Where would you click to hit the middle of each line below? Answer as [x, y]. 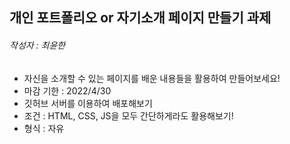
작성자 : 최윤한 [37, 45]
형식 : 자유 [44, 128]
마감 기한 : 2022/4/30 [67, 90]
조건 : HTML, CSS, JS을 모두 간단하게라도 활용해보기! [128, 115]
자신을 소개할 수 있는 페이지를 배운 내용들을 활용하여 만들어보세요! [152, 78]
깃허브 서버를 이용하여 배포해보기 [88, 103]
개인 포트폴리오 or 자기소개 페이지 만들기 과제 [140, 18]
